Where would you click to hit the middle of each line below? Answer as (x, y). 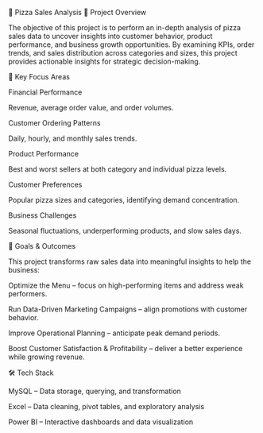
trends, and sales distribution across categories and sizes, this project (123, 53)
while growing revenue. (46, 357)
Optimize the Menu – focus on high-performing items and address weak (126, 285)
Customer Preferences (45, 184)
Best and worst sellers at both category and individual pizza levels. (118, 169)
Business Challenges (43, 215)
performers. (28, 294)
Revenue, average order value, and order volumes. (91, 108)
